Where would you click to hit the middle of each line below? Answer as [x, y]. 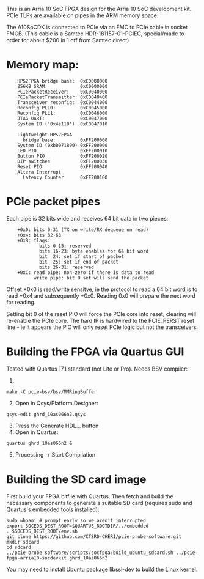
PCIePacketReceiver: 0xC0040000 [63, 92]
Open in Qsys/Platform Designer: [57, 403]
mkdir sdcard [23, 542]
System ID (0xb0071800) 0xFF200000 [63, 145]
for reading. [21, 302]
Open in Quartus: [37, 432]
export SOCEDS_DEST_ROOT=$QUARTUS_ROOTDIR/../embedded [78, 526]
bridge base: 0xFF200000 [65, 140]
